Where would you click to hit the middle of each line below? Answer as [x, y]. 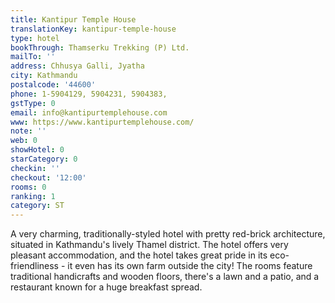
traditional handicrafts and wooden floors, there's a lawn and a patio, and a [165, 277]
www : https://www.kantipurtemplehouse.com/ [102, 122]
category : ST [37, 206]
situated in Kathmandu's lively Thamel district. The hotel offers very [149, 245]
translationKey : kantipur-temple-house [93, 29]
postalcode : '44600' [53, 85]
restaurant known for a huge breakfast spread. [106, 287]
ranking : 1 [33, 196]
